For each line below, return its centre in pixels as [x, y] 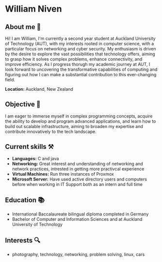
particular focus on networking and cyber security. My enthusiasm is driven [81, 49]
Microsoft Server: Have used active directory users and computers [79, 179]
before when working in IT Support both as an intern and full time [77, 184]
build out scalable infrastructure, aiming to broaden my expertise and [74, 126]
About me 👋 [23, 27]
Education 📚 [25, 200]
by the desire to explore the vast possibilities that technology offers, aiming [80, 54]
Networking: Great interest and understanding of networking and [77, 164]
